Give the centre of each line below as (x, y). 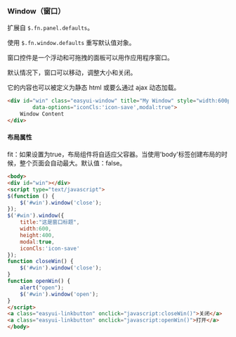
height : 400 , (37, 235)
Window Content (42, 114)
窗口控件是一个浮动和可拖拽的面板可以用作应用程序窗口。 (90, 58)
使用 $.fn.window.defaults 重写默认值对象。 (71, 43)
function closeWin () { (40, 262)
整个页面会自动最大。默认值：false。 (73, 163)
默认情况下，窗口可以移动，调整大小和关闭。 (72, 72)
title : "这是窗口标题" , (50, 222)
